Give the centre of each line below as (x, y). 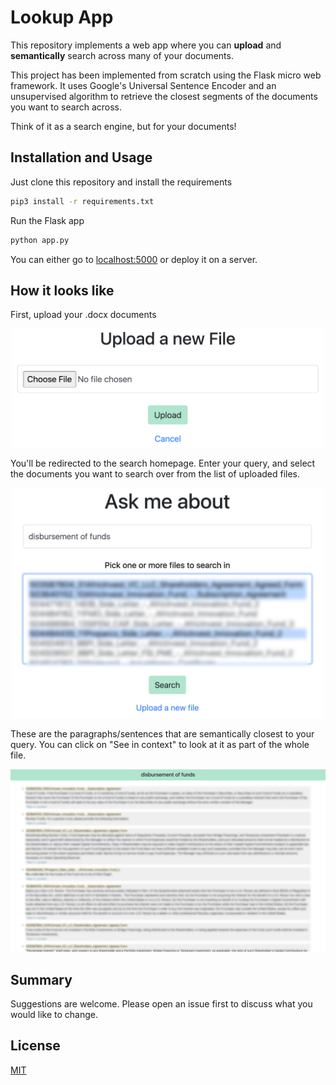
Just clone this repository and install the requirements (121, 182)
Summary (41, 979)
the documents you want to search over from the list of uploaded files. (155, 474)
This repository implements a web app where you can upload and (146, 45)
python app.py (40, 240)
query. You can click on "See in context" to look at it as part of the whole (160, 745)
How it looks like (62, 290)
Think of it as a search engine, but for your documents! (123, 126)
